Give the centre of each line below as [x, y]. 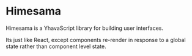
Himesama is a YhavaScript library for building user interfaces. [84, 28]
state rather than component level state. [56, 46]
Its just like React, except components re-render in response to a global [96, 40]
